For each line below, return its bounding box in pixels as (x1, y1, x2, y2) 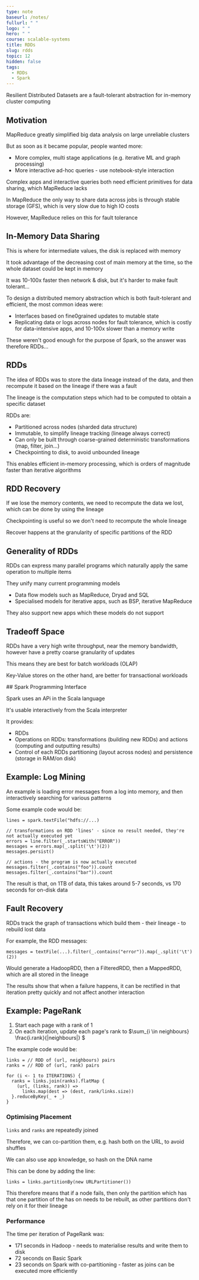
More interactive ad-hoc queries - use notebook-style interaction (14, 166, 174, 173)
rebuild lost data (6, 925, 46, 933)
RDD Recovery (6, 483, 61, 493)
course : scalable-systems (6, 36, 70, 42)
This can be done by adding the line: (6, 1167, 96, 1175)
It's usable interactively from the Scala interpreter (6, 707, 128, 713)
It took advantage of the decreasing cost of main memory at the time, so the (6, 259, 193, 266)
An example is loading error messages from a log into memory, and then (6, 788, 183, 795)
